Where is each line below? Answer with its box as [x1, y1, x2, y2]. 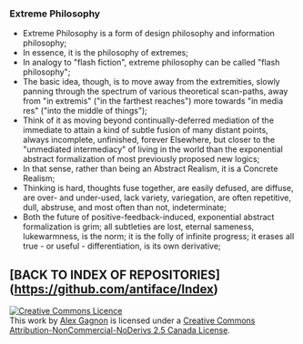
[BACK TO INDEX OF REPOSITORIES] [9, 267, 221, 282]
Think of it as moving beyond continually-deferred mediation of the [22, 115, 275, 126]
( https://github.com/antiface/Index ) [9, 281, 218, 297]
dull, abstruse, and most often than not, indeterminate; [22, 202, 227, 213]
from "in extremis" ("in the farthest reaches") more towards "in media [22, 96, 284, 106]
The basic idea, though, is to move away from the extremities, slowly [22, 76, 280, 87]
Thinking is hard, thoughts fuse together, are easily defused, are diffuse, [22, 183, 294, 194]
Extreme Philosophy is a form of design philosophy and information [22, 28, 276, 39]
